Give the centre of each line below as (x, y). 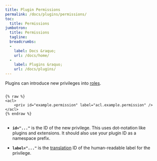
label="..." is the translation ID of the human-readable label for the (81, 148)
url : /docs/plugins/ (35, 69)
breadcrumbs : (23, 42)
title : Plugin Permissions (33, 10)
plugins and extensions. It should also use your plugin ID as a (74, 133)
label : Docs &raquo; (35, 51)
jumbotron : (16, 28)
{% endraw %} (18, 114)
